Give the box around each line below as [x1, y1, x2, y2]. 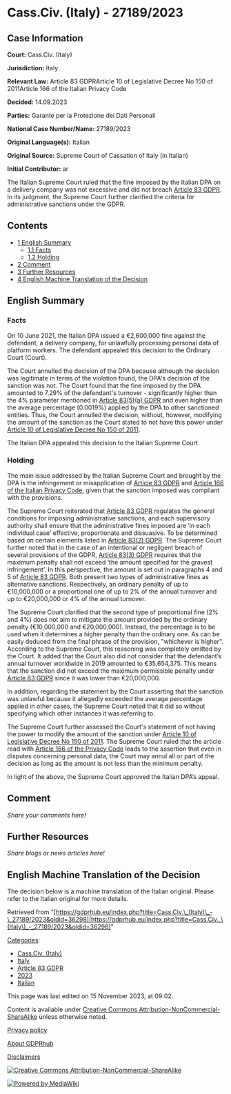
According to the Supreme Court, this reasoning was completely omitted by [7, 645, 222, 653]
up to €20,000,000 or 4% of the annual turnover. [7, 594, 146, 602]
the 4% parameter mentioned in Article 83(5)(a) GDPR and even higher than [7, 396, 223, 404]
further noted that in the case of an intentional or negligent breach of [7, 543, 203, 551]
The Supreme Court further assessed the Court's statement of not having [7, 722, 216, 731]
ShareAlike [7, 1013, 38, 1021]
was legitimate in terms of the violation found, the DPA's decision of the [7, 374, 210, 382]
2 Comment [17, 260, 51, 268]
